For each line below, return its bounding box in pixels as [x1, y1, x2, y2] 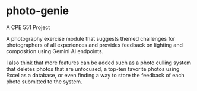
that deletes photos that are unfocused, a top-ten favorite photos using [6, 65, 180, 72]
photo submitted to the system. [6, 78, 82, 85]
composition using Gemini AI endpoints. [6, 47, 104, 54]
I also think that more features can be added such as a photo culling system [6, 59, 192, 66]
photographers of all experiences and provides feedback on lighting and [6, 41, 183, 48]
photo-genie [6, 4, 69, 18]
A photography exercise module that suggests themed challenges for [6, 35, 176, 42]
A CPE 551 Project [6, 24, 50, 31]
